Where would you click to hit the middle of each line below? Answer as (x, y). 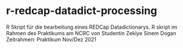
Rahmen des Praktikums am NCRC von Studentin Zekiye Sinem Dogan (91, 33)
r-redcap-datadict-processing (82, 11)
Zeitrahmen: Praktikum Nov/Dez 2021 (51, 39)
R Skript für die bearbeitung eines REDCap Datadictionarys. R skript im (92, 27)
